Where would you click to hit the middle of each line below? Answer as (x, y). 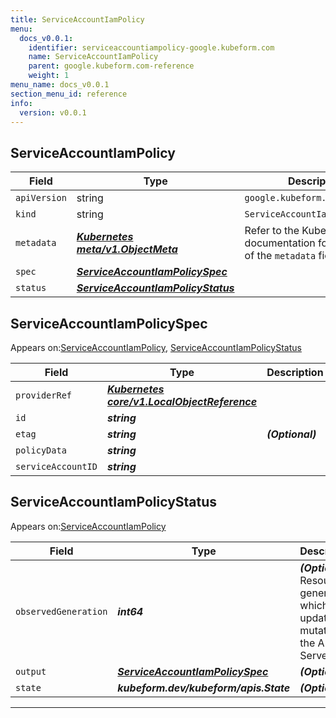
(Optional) (291, 434)
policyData (41, 450)
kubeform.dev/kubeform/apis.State (204, 688)
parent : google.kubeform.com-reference (111, 66)
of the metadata (280, 256)
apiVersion (41, 198)
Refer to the (272, 231)
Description (295, 372)
